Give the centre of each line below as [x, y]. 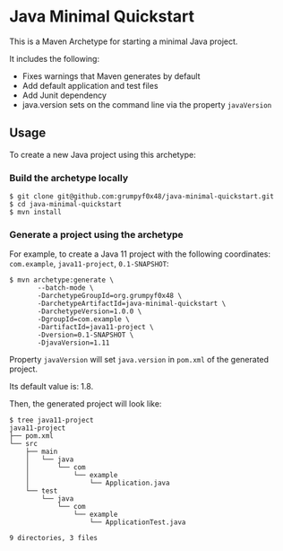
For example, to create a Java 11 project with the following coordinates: [140, 254]
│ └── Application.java [98, 483]
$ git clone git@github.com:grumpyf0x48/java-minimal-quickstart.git [142, 197]
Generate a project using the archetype [96, 234]
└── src [24, 444]
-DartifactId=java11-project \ [95, 328]
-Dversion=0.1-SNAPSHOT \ [86, 335]
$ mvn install [36, 213]
